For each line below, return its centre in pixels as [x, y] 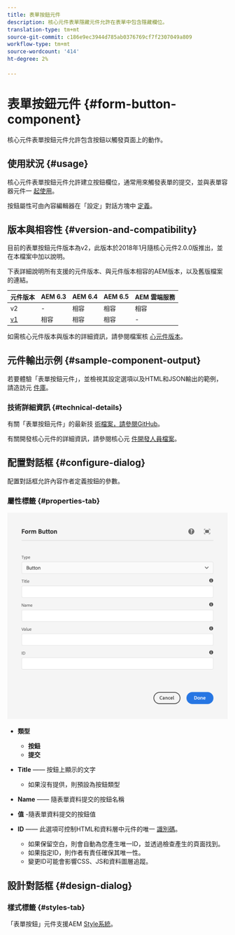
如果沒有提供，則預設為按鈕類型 [74, 785]
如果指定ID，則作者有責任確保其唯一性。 [86, 852]
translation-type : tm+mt [43, 29]
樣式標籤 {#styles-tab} [46, 907]
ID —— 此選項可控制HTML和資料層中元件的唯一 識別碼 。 [99, 829]
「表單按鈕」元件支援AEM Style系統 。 [62, 924]
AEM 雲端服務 [155, 297]
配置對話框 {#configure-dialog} [76, 463]
